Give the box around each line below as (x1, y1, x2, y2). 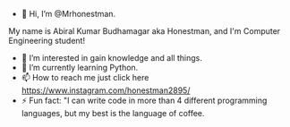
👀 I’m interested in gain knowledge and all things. (21, 53, 202, 63)
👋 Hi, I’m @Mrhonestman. (21, 9, 116, 19)
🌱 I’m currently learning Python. (21, 63, 139, 72)
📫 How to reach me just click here (21, 72, 149, 82)
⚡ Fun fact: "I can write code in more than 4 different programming (21, 95, 268, 106)
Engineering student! (8, 36, 86, 46)
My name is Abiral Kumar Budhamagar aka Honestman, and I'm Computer (8, 26, 281, 36)
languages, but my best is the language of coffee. (21, 108, 205, 118)
